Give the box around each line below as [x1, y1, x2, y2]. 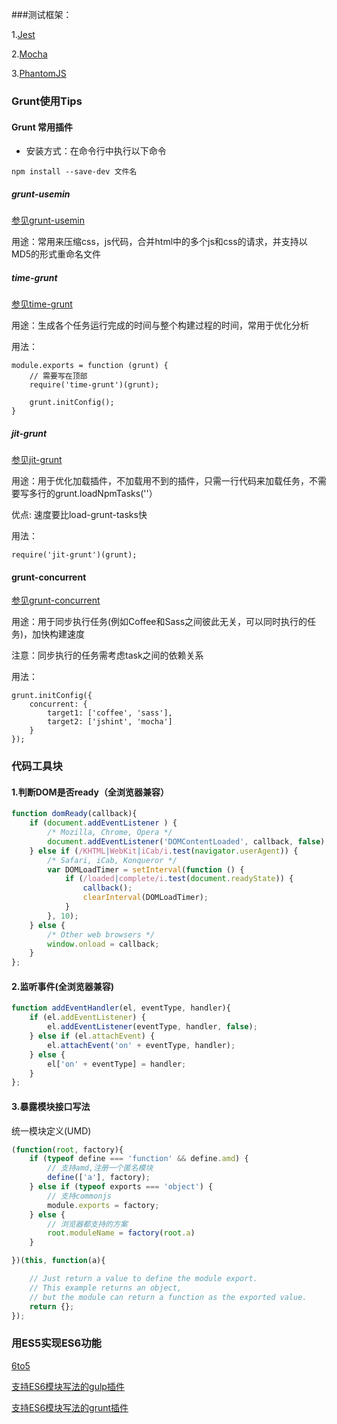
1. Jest [11, 29, 36, 40]
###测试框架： [11, 9, 73, 20]
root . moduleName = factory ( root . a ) [47, 1228, 196, 1238]
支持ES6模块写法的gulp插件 [11, 1380, 125, 1392]
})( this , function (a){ [11, 1256, 106, 1266]
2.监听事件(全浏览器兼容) [11, 980, 115, 992]
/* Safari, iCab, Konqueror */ [47, 855, 178, 865]
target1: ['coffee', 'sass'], [47, 708, 173, 718]
